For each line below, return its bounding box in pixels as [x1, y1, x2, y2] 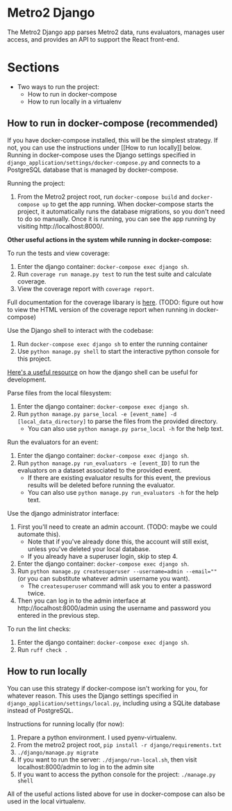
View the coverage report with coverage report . [17, 284, 155, 293]
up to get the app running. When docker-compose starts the [42, 199, 214, 208]
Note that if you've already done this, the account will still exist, [27, 537, 209, 546]
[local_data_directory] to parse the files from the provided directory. [17, 417, 218, 425]
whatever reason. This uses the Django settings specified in [7, 691, 179, 700]
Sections [7, 60, 60, 76]
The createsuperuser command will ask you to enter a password [27, 582, 212, 590]
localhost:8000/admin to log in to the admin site [17, 762, 155, 771]
